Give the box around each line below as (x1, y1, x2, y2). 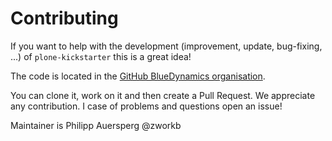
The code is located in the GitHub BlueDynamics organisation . (10, 70, 266, 82)
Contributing (10, 7, 119, 30)
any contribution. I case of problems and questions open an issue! (10, 100, 283, 112)
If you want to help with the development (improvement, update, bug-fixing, (10, 40, 323, 52)
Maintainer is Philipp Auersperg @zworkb (10, 119, 182, 131)
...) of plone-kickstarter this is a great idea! (10, 50, 192, 62)
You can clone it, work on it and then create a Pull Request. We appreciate (10, 89, 316, 101)
